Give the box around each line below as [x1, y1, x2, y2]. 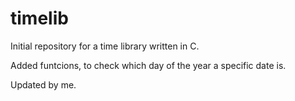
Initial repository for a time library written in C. [10, 40, 200, 52]
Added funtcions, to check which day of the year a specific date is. [10, 59, 287, 71]
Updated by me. [10, 78, 77, 91]
